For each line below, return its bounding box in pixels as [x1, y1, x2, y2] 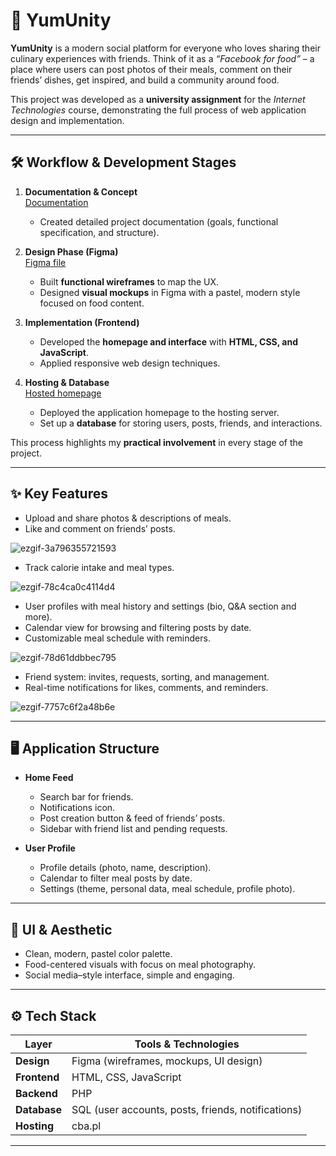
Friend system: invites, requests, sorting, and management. [24, 670, 270, 683]
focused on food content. [39, 297, 145, 309]
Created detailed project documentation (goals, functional [39, 215, 279, 228]
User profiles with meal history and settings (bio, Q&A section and [24, 600, 297, 612]
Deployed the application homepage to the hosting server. [39, 406, 280, 418]
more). [24, 610, 53, 623]
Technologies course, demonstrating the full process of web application [10, 104, 307, 116]
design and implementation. [10, 114, 125, 126]
